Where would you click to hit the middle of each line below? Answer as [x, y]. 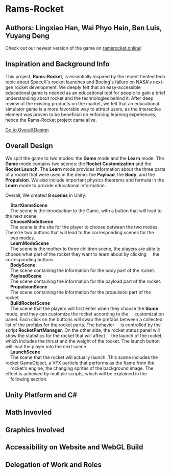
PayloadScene [26, 276]
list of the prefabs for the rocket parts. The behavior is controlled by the [83, 325]
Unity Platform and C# [41, 395]
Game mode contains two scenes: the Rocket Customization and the [78, 164]
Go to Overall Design [27, 130]
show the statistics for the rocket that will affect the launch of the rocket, [84, 335]
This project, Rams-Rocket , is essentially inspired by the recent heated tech [85, 76]
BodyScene [23, 265]
